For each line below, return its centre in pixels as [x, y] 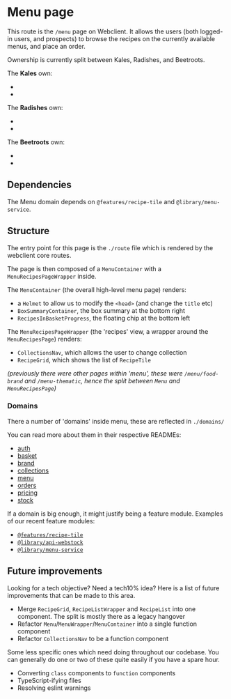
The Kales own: [30, 73]
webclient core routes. [39, 255]
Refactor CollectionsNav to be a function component [93, 638]
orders [27, 485]
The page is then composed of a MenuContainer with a [85, 268]
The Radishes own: [35, 107]
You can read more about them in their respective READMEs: [94, 435]
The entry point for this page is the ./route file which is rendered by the [110, 247]
